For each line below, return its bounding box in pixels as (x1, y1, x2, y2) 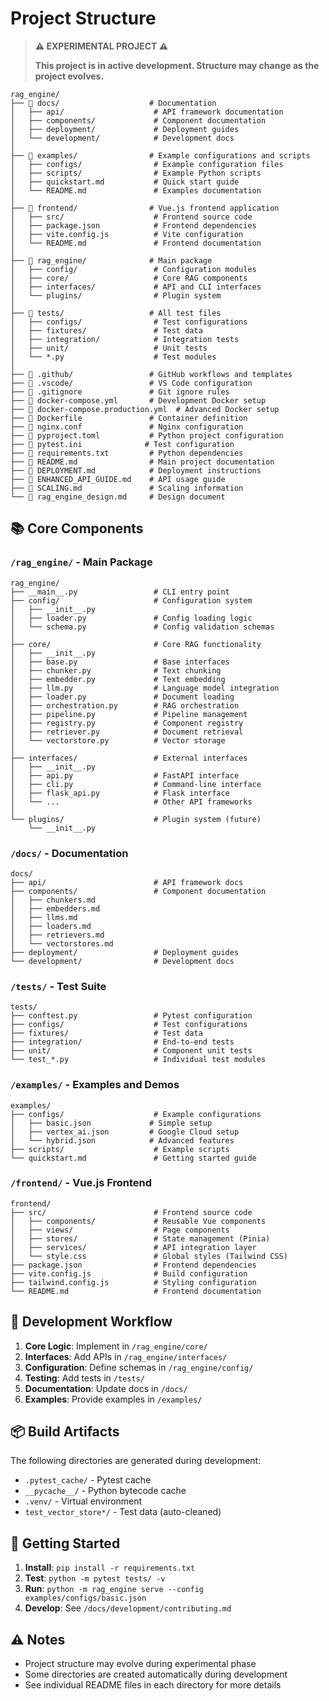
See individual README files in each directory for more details (24, 1679, 282, 1691)
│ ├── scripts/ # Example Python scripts (10, 168, 262, 178)
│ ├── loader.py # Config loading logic (10, 613, 253, 623)
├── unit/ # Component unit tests (10, 1046, 253, 1056)
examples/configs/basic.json (24, 1593, 147, 1604)
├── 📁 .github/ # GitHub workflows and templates (10, 369, 293, 379)
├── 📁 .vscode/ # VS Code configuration (10, 378, 253, 388)
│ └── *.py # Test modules (10, 352, 217, 362)
